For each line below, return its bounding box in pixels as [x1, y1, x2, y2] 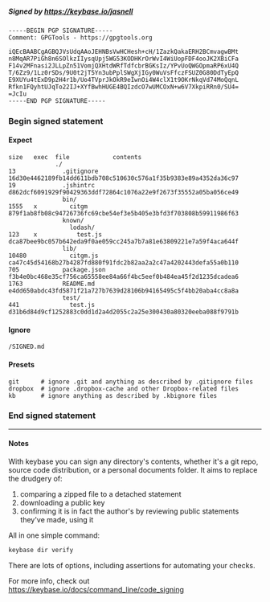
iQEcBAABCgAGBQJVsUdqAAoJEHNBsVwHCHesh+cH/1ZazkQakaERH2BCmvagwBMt [8, 47, 239, 55]
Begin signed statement [8, 115, 104, 126]
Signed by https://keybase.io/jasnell [8, 6, 133, 16]
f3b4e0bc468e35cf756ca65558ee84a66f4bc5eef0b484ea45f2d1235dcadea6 [8, 273, 239, 281]
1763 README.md [8, 280, 95, 289]
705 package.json [8, 266, 106, 274]
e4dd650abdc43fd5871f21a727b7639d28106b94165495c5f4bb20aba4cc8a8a [8, 287, 239, 295]
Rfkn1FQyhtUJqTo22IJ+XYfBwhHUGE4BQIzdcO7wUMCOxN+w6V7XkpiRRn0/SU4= [8, 83, 239, 91]
